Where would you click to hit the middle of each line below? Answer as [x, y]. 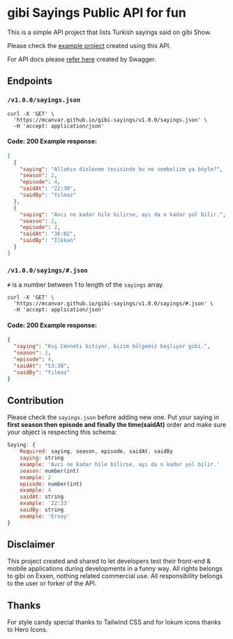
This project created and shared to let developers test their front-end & [109, 561]
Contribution [36, 400]
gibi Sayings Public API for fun [97, 13]
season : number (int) [50, 471]
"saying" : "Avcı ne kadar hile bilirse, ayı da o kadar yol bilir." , [123, 214]
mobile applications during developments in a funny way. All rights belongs [115, 569]
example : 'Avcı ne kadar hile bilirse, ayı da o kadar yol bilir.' [120, 464]
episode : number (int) [51, 484]
